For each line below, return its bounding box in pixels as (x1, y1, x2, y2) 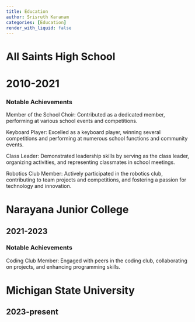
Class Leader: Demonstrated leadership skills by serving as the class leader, (6, 152, 190, 159)
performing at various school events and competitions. (6, 117, 138, 124)
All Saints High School (6, 50, 116, 63)
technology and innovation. (6, 182, 72, 189)
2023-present (6, 307, 58, 317)
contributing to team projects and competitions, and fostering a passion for (6, 176, 187, 183)
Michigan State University (6, 283, 135, 297)
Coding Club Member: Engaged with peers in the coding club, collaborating (6, 257, 188, 264)
